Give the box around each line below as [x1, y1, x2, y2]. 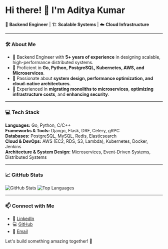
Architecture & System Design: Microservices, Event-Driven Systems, [5, 149, 151, 155]
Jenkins [5, 143, 21, 149]
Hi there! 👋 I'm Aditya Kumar [5, 5, 125, 16]
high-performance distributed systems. [12, 60, 93, 66]
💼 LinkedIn [12, 215, 34, 222]
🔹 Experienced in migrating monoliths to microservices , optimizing [12, 86, 153, 92]
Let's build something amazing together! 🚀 [5, 238, 92, 244]
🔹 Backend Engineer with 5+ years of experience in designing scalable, [12, 54, 161, 60]
